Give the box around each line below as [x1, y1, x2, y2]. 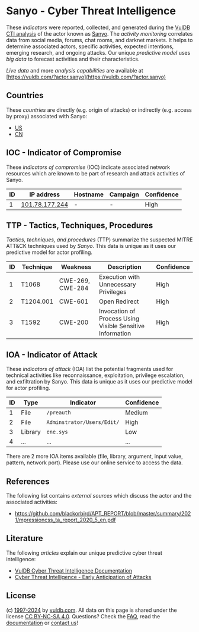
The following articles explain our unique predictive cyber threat [6, 549, 163, 556]
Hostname [73, 190, 104, 199]
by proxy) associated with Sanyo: [6, 112, 88, 120]
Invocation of [98, 307, 136, 316]
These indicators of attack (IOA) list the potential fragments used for [6, 366, 174, 373]
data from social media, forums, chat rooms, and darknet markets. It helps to [6, 36, 193, 43]
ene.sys [46, 429, 68, 435]
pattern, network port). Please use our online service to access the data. [6, 459, 183, 466]
